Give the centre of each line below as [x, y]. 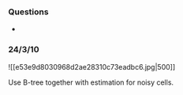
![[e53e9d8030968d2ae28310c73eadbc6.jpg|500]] [92, 66]
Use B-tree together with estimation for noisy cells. [91, 82]
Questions [28, 12]
